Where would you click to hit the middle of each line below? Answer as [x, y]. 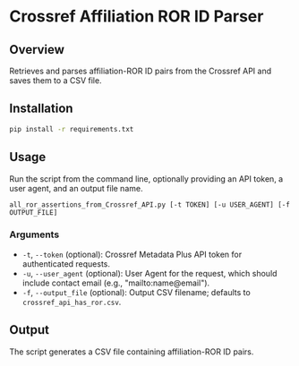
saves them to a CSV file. [56, 81]
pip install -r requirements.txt [72, 129]
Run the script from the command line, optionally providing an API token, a [146, 179]
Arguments [34, 234]
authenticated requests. [66, 264]
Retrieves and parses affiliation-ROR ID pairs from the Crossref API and [141, 71]
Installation [41, 109]
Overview [37, 50]
